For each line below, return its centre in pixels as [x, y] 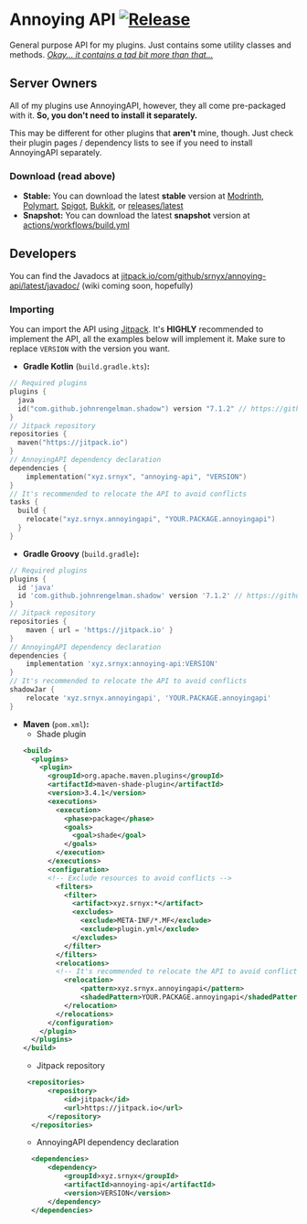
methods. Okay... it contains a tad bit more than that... [111, 54]
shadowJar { [32, 690]
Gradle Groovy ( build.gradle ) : [81, 553]
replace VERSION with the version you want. [90, 349]
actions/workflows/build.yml [76, 225]
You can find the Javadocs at [64, 275]
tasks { [24, 502]
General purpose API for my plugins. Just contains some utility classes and [151, 45]
